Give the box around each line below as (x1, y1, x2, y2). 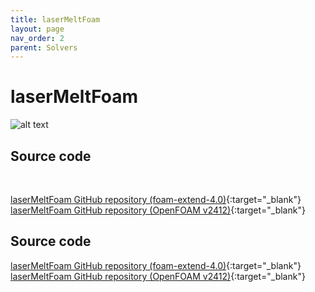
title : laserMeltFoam (10, 14, 101, 25)
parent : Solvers (10, 42, 78, 53)
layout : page (10, 24, 65, 34)
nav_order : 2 (10, 33, 65, 43)
